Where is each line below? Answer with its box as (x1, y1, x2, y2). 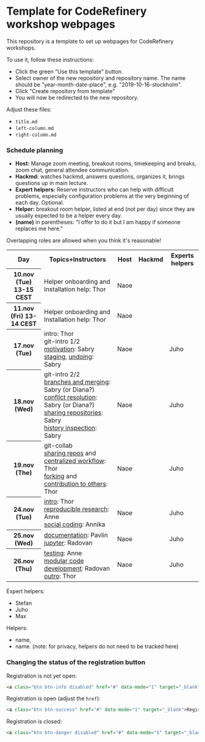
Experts (170, 251, 194, 260)
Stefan (15, 599, 32, 607)
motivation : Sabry (43, 345, 95, 354)
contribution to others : (43, 480, 108, 488)
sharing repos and (43, 449, 96, 458)
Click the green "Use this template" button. (15, 67, 123, 75)
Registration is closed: (6, 718, 62, 725)
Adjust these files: (6, 105, 52, 113)
